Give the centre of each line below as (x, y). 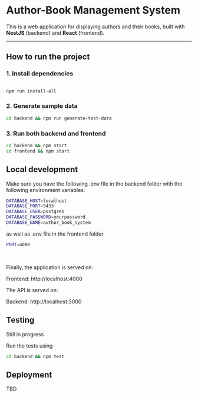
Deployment (29, 375)
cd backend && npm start (37, 145)
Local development (42, 169)
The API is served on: (32, 290)
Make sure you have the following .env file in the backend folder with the (94, 184)
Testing (20, 320)
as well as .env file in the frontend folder (55, 234)
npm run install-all (32, 91)
